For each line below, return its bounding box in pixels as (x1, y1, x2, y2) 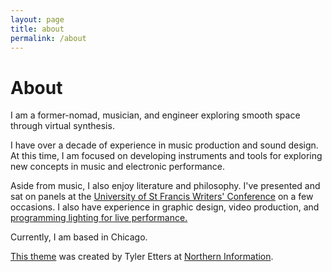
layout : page (10, 14, 65, 25)
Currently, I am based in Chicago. (10, 231, 148, 243)
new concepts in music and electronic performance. (10, 161, 226, 173)
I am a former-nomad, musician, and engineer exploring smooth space (10, 109, 301, 121)
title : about (10, 24, 65, 34)
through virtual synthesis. (10, 120, 115, 132)
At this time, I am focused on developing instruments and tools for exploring (10, 150, 323, 162)
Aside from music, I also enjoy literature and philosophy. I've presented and (10, 180, 321, 192)
